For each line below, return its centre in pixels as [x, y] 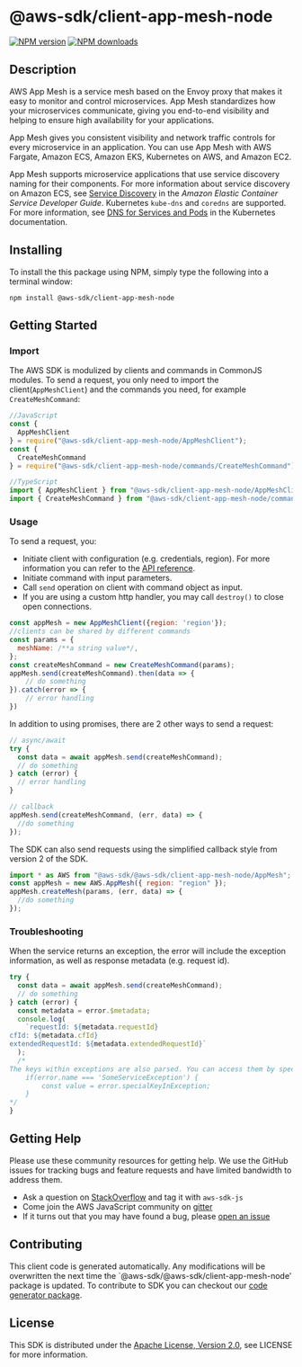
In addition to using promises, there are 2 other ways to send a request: [142, 724]
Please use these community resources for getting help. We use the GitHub [149, 1160]
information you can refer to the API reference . [109, 568]
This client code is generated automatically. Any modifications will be [138, 1266]
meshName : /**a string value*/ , [78, 648]
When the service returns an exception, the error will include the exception [147, 952]
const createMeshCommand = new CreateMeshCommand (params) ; [122, 665]
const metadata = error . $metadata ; [84, 1010]
